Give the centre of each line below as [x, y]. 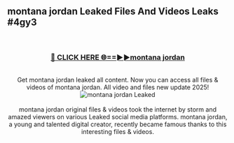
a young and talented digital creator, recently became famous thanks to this [118, 124]
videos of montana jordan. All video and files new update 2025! [118, 87]
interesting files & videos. [118, 132]
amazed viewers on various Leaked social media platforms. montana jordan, [118, 117]
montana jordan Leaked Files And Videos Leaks [113, 12]
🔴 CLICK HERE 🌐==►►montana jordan [118, 57]
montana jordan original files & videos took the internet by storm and [118, 110]
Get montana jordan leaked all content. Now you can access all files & [118, 80]
